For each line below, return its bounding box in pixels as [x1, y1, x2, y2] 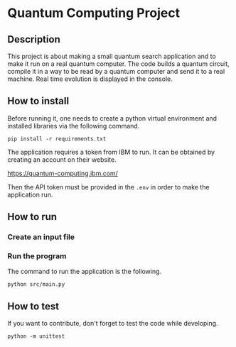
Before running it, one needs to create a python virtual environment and [7, 114, 218, 122]
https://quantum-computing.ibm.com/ [7, 169, 119, 177]
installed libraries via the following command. [7, 121, 140, 130]
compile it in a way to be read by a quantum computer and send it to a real [7, 67, 225, 75]
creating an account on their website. [7, 155, 117, 164]
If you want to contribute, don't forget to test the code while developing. [7, 319, 218, 328]
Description [7, 33, 60, 45]
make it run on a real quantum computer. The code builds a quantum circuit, [7, 60, 230, 68]
